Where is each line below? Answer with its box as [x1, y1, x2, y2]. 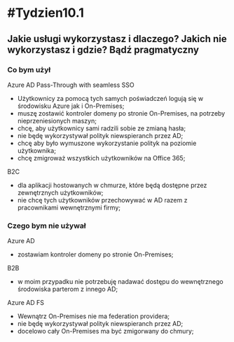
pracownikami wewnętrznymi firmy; [17, 203, 121, 212]
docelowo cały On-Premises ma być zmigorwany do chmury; [17, 327, 194, 336]
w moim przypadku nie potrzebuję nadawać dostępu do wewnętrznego [17, 278, 224, 286]
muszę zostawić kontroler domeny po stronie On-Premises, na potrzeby [17, 109, 226, 117]
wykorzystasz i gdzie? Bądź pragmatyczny [7, 43, 200, 55]
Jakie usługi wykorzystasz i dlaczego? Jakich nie [7, 33, 227, 45]
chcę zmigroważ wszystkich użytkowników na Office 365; [17, 153, 186, 162]
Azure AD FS [7, 299, 44, 307]
